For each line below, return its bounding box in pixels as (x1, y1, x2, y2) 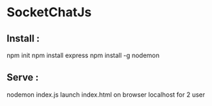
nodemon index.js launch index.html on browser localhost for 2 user (6, 90, 206, 99)
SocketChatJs (6, 4, 92, 20)
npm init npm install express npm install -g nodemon (6, 51, 160, 59)
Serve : (6, 71, 39, 83)
